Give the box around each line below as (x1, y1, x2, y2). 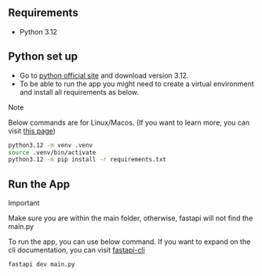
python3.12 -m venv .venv (8, 141, 93, 149)
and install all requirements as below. (19, 87, 140, 96)
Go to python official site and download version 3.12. (19, 71, 189, 80)
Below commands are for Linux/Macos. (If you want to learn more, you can (8, 118, 250, 127)
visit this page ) (8, 125, 56, 136)
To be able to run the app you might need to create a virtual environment (19, 78, 255, 89)
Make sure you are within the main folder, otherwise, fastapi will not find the (8, 213, 253, 223)
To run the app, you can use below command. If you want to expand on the (8, 237, 251, 246)
